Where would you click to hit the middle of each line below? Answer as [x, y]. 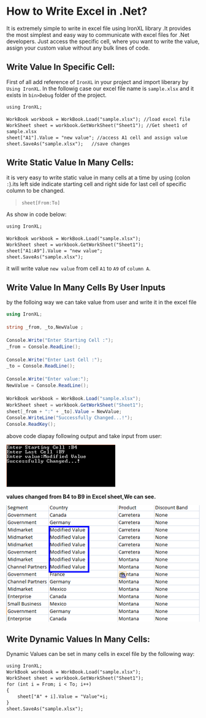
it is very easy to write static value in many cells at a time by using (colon [98, 177]
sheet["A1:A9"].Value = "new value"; [55, 251]
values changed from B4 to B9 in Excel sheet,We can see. [81, 497]
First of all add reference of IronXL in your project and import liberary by [97, 82]
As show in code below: [36, 214]
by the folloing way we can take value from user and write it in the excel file [101, 303]
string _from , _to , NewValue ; [45, 327]
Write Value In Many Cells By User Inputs [86, 288]
